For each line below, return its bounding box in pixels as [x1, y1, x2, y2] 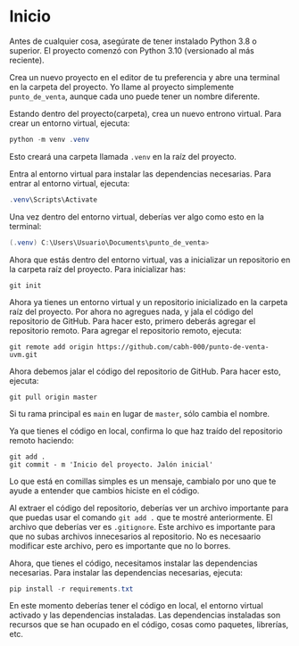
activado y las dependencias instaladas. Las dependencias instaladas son [9, 609, 281, 621]
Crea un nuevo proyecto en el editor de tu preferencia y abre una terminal [9, 71, 280, 82]
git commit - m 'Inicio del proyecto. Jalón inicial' [9, 460, 214, 469]
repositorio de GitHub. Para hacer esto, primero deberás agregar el [9, 315, 256, 327]
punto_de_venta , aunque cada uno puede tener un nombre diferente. [9, 91, 261, 102]
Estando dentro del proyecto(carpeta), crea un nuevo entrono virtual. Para [9, 108, 282, 119]
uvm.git [9, 350, 38, 359]
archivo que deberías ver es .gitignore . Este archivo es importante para [9, 521, 276, 532]
